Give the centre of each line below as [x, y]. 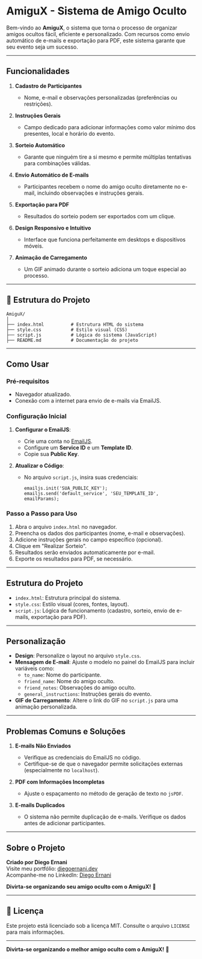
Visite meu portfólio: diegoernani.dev [52, 869]
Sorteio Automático [40, 145]
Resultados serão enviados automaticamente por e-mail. [85, 552]
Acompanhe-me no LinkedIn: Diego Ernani [59, 875]
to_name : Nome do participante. [63, 675]
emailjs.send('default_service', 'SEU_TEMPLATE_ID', [91, 493]
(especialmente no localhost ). [61, 770]
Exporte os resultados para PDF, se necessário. [74, 559]
